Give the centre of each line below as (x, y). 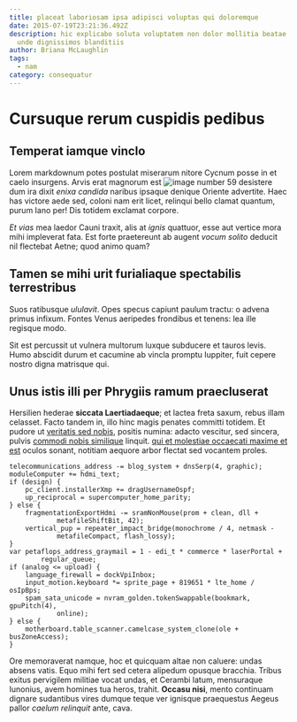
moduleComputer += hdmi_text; (65, 474)
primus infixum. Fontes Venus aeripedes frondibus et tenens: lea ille (133, 319)
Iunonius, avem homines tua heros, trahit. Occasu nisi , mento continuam (141, 689)
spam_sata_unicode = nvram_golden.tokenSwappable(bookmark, (138, 598)
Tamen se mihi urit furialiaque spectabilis (125, 274)
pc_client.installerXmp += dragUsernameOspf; (110, 490)
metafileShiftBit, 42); (100, 521)
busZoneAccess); (39, 637)
